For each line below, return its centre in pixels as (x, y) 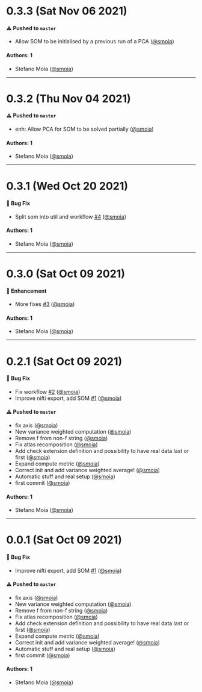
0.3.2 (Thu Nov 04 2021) (69, 98)
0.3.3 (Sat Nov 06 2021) (67, 11)
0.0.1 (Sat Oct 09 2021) (64, 540)
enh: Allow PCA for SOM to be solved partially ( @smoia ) (84, 129)
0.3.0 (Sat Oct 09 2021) (66, 274)
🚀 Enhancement (26, 291)
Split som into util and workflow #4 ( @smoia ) (71, 217)
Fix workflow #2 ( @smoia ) (47, 391)
